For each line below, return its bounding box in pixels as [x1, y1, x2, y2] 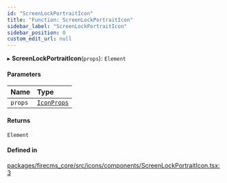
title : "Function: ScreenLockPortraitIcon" [7, 16, 134, 23]
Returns [7, 116, 31, 124]
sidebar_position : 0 [7, 29, 67, 36]
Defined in [7, 146, 38, 154]
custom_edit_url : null [7, 36, 72, 42]
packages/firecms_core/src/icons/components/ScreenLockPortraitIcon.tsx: [7, 161, 220, 169]
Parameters [7, 70, 41, 78]
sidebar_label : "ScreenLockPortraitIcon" [7, 23, 128, 29]
